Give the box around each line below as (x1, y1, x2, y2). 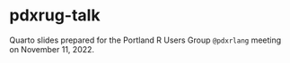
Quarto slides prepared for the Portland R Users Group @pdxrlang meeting (9, 35, 282, 45)
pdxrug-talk (9, 5, 101, 26)
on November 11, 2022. (9, 43, 95, 54)
